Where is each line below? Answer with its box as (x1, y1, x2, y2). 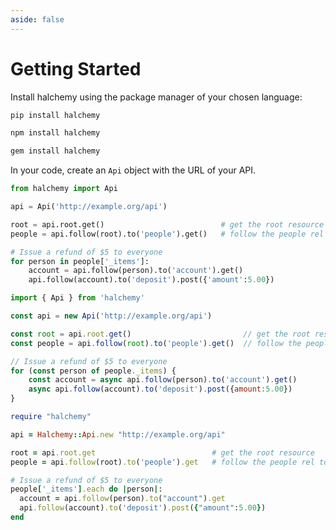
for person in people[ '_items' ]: (10, 256, 150, 266)
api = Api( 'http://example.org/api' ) (10, 202, 168, 212)
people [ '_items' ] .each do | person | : (10, 484, 163, 495)
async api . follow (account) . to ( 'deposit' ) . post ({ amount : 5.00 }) (28, 384, 293, 395)
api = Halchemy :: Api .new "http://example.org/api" (10, 429, 226, 440)
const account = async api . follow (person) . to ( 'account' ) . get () (28, 375, 298, 385)
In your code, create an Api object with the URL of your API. (10, 164, 257, 176)
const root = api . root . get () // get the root (10, 329, 311, 339)
